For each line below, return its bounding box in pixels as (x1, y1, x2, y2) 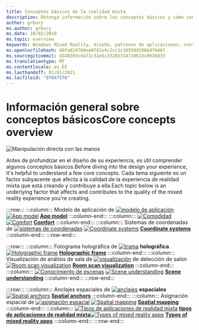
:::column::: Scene (6, 268, 181, 275)
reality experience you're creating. (6, 195, 90, 202)
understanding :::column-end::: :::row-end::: (6, 274, 115, 282)
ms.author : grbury (6, 25, 52, 31)
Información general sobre (6, 100, 140, 114)
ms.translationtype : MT (6, 58, 65, 64)
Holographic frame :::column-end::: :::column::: (59, 249, 175, 256)
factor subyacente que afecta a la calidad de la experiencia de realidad (6, 176, 179, 183)
